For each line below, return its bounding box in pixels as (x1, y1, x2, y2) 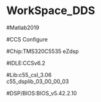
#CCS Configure (6, 35, 48, 43)
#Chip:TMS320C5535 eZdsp (6, 47, 79, 55)
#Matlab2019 (6, 24, 40, 31)
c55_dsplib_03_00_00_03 (6, 78, 69, 85)
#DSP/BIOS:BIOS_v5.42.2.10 (6, 89, 77, 97)
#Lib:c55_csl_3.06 (6, 71, 52, 78)
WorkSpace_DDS (6, 4, 95, 18)
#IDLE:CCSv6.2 (6, 59, 46, 67)
